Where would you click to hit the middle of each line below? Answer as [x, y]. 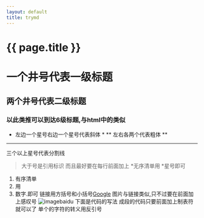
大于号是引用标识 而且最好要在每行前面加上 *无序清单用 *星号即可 [103, 166]
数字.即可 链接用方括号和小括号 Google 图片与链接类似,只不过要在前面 [102, 194]
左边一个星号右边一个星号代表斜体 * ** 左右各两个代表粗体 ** [91, 134]
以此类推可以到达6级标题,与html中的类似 [66, 120]
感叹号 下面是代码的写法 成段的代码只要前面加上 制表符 [107, 201]
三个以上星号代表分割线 [36, 153]
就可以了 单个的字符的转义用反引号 [58, 209]
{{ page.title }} [44, 48]
